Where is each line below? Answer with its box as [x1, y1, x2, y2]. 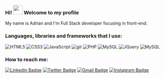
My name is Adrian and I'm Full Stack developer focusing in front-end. [5, 20, 148, 26]
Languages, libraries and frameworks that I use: [5, 32, 123, 39]
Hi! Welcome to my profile [5, 9, 79, 16]
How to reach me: [5, 56, 48, 63]
